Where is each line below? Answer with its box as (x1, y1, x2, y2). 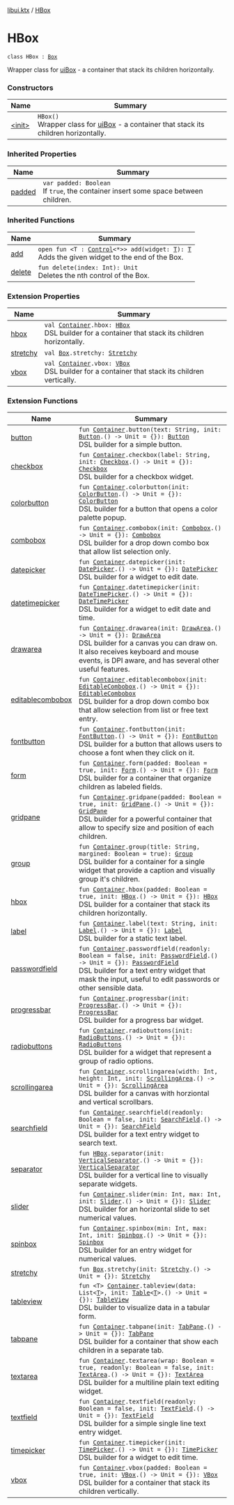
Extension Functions (7, 396, 78, 406)
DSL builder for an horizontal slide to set (79, 1205, 210, 1214)
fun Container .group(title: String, (79, 843, 201, 851)
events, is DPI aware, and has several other (79, 656, 219, 665)
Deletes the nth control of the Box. (38, 270, 150, 280)
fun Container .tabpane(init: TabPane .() (79, 1323, 214, 1331)
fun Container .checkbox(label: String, (79, 451, 211, 459)
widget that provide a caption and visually (79, 865, 215, 875)
